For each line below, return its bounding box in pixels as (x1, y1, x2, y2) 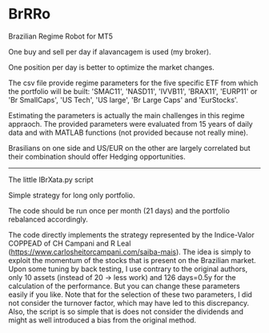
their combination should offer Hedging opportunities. (8, 152, 186, 161)
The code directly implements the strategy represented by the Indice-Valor (8, 229, 255, 239)
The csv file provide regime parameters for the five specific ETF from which (8, 78, 259, 87)
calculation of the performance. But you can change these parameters (8, 281, 240, 290)
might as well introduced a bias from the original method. (8, 315, 197, 325)
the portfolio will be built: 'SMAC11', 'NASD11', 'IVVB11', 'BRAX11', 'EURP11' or (8, 86, 258, 96)
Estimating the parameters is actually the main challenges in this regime (8, 110, 245, 120)
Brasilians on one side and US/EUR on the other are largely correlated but (8, 143, 251, 152)
